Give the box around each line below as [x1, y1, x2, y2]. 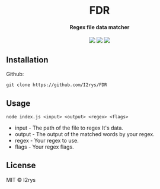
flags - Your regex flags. [14, 143, 74, 150]
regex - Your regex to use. [14, 137, 79, 144]
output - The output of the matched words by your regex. [14, 131, 155, 138]
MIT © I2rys [6, 176, 36, 183]
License [6, 160, 36, 171]
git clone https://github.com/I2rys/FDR [6, 82, 108, 88]
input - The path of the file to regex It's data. [14, 124, 123, 131]
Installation [6, 55, 49, 65]
